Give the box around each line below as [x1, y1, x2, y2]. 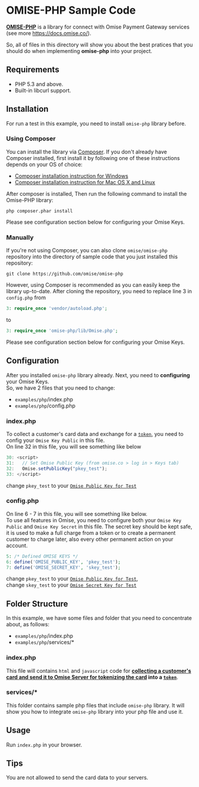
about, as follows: [6, 621, 49, 628]
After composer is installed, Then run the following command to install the [6, 190, 187, 197]
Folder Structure [6, 598, 68, 609]
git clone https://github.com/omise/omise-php [6, 271, 124, 277]
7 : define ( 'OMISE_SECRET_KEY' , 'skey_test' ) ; [6, 565, 121, 570]
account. [6, 542, 28, 549]
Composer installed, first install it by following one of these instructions [6, 154, 180, 161]
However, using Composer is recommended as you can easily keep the [6, 281, 180, 289]
